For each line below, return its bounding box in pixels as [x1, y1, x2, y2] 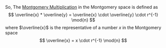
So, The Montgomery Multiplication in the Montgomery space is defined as [5, 4, 158, 10]
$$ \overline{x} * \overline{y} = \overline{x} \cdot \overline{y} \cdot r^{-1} [8, 12, 159, 18]
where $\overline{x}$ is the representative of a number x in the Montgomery [5, 24, 162, 30]
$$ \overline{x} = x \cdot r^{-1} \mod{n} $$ [39, 38, 127, 43]
